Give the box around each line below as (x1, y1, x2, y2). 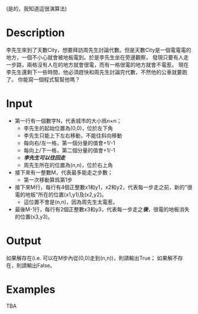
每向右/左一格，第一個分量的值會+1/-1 (23, 139, 115, 146)
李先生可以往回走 (23, 154, 66, 161)
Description (6, 26, 65, 40)
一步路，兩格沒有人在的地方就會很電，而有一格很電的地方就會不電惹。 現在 (6, 61, 189, 68)
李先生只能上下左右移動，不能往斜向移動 (23, 132, 122, 139)
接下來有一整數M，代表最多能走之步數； (14, 169, 113, 176)
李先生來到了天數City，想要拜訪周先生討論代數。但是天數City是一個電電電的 (6, 46, 191, 53)
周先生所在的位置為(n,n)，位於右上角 (23, 161, 113, 168)
